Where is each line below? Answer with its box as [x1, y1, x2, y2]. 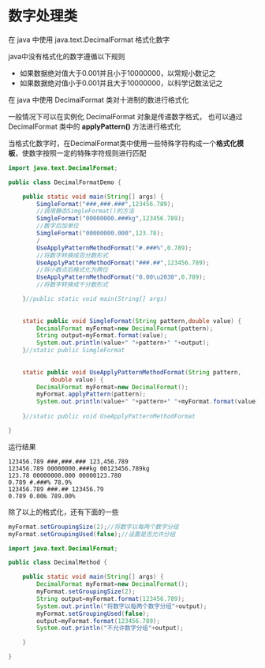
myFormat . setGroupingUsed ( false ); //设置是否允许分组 [8, 530, 176, 538]
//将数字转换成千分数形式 [36, 281, 109, 289]
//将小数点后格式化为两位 [36, 266, 109, 274]
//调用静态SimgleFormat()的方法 [36, 207, 135, 216]
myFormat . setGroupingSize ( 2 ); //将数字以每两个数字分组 [8, 523, 179, 531]
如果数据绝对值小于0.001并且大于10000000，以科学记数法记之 [19, 78, 223, 88]
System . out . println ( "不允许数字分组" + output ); [36, 625, 184, 632]
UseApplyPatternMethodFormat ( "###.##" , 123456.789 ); [36, 258, 211, 267]
